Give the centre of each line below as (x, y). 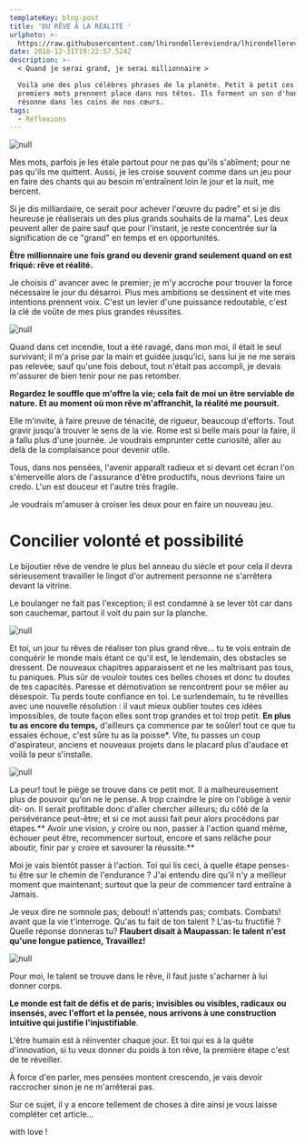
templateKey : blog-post (54, 18)
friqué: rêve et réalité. (51, 266)
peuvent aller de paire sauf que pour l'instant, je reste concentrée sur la (143, 228)
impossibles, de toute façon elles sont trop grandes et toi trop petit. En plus (150, 716)
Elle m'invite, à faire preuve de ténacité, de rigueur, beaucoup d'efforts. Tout (152, 421)
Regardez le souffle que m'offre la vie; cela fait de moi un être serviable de (152, 394)
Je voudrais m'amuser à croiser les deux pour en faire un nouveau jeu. (142, 505)
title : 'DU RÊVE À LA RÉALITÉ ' (70, 26)
